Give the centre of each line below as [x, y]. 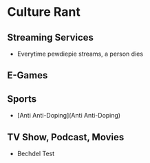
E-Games [28, 75]
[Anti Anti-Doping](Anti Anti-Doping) [69, 116]
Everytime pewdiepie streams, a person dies [80, 54]
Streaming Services [51, 37]
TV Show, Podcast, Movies [66, 137]
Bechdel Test [36, 154]
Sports [22, 99]
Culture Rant [44, 12]
